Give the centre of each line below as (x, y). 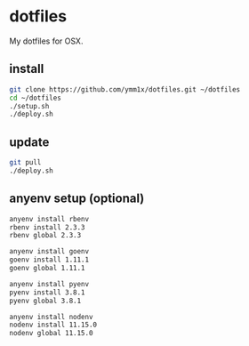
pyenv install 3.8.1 (48, 292)
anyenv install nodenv (51, 317)
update (29, 142)
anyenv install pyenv (49, 284)
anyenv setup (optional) (77, 199)
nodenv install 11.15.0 (53, 325)
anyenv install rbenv (49, 219)
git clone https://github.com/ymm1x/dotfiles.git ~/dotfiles (125, 89)
